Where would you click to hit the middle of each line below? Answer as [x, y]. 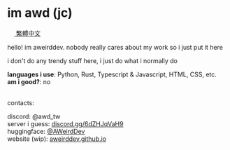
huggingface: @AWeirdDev [46, 131]
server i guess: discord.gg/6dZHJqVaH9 [65, 123]
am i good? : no [29, 81]
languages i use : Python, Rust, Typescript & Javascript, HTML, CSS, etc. [112, 74]
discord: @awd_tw [34, 116]
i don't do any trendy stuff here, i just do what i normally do [93, 60]
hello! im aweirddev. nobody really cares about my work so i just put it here [115, 47]
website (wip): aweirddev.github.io [57, 139]
